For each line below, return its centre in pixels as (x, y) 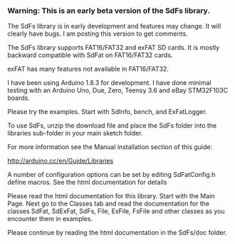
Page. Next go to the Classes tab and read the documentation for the (109, 204)
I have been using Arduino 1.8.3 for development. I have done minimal (109, 83)
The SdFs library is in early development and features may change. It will (114, 26)
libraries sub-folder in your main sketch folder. (75, 133)
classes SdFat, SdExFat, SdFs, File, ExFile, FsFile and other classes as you (116, 211)
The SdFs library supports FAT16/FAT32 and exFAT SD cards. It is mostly (114, 48)
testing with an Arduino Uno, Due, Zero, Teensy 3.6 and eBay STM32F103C (118, 91)
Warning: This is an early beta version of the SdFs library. (109, 11)
